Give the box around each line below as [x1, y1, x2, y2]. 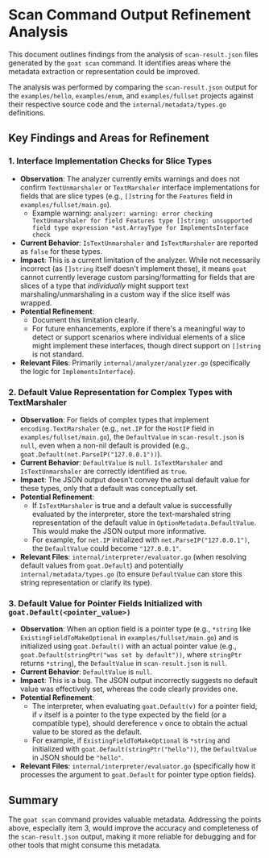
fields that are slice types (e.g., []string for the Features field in [19, 191, 233, 201]
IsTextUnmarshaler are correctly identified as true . [19, 466, 188, 476]
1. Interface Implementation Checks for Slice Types [8, 156, 212, 167]
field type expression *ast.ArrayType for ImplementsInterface [31, 223, 250, 231]
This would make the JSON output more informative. [31, 526, 207, 535]
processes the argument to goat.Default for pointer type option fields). [19, 770, 256, 780]
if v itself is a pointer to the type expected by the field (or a [31, 710, 227, 719]
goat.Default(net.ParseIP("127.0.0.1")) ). [19, 449, 163, 459]
